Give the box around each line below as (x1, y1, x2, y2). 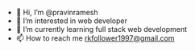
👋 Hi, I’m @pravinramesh (15, 8, 98, 17)
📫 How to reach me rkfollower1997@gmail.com (15, 33, 175, 43)
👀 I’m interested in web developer (15, 16, 127, 25)
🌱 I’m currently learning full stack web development (15, 25, 188, 33)
